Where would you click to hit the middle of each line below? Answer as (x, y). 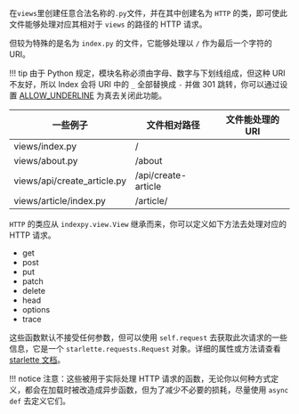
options (36, 309)
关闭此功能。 (143, 95)
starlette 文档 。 (37, 360)
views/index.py (45, 146)
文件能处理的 (253, 120)
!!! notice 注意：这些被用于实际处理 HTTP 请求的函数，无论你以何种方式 (140, 378)
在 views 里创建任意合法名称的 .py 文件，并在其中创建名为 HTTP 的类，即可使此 (148, 13)
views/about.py (46, 161)
